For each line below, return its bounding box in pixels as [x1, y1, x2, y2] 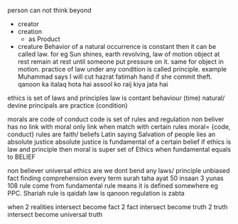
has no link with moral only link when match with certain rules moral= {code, [7, 123, 231, 130]
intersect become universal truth [7, 211, 103, 218]
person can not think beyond [7, 6, 92, 14]
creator [17, 20, 40, 28]
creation [17, 28, 43, 35]
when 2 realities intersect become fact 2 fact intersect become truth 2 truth [7, 203, 228, 211]
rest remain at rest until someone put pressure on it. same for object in [17, 57, 224, 66]
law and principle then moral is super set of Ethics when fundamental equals [7, 145, 232, 153]
